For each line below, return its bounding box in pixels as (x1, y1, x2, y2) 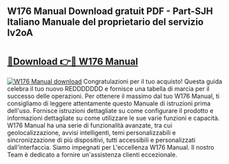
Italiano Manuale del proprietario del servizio (7, 17, 204, 28)
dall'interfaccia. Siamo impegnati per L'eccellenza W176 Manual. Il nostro (7, 143, 215, 151)
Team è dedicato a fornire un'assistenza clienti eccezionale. (7, 151, 178, 158)
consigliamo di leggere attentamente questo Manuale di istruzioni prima (7, 99, 211, 107)
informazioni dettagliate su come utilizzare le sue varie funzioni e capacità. (7, 114, 220, 122)
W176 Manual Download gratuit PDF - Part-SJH (7, 6, 214, 17)
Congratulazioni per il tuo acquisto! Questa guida (83, 77, 223, 85)
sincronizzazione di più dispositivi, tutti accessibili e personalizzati (7, 136, 196, 144)
